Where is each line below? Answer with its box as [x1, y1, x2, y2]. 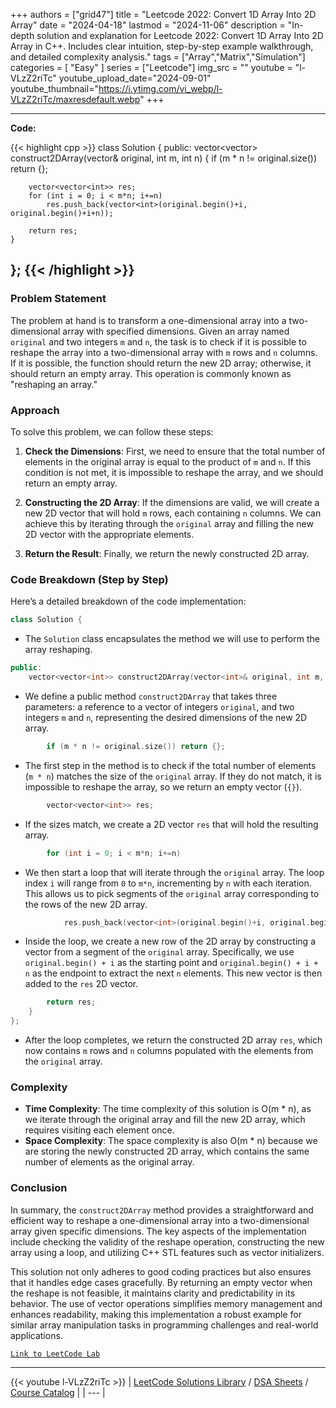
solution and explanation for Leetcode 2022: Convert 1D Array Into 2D [36, 30, 324, 41]
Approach [10, 403, 60, 417]
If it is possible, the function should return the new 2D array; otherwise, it [10, 357, 312, 369]
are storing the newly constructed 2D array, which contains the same [24, 1145, 310, 1158]
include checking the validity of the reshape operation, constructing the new [10, 1235, 325, 1248]
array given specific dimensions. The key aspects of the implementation [10, 1225, 307, 1237]
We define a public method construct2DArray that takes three [24, 690, 278, 702]
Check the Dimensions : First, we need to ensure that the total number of [24, 445, 326, 457]
